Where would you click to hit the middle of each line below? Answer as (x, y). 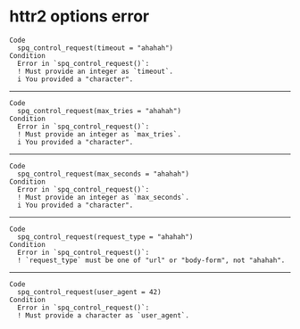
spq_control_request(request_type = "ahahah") (105, 237)
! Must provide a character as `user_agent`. (104, 315)
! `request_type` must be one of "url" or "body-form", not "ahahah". (151, 260)
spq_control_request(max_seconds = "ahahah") (104, 174)
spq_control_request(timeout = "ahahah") (96, 48)
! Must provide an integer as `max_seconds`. (104, 197)
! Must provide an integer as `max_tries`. (99, 134)
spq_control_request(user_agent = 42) (90, 292)
